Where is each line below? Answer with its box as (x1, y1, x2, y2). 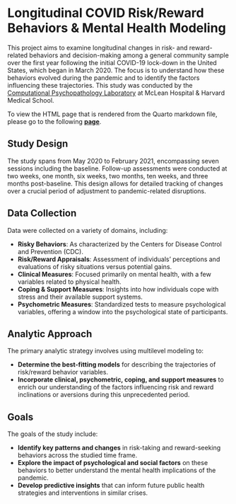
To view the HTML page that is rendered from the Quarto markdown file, (7, 110, 218, 118)
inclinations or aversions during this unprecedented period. (17, 391, 190, 399)
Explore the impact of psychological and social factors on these (17, 459, 208, 467)
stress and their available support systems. (17, 292, 143, 301)
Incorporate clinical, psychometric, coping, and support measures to (17, 375, 224, 384)
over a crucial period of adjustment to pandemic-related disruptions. (7, 186, 206, 195)
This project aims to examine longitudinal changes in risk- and (7, 43, 188, 52)
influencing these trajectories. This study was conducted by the (7, 81, 193, 89)
